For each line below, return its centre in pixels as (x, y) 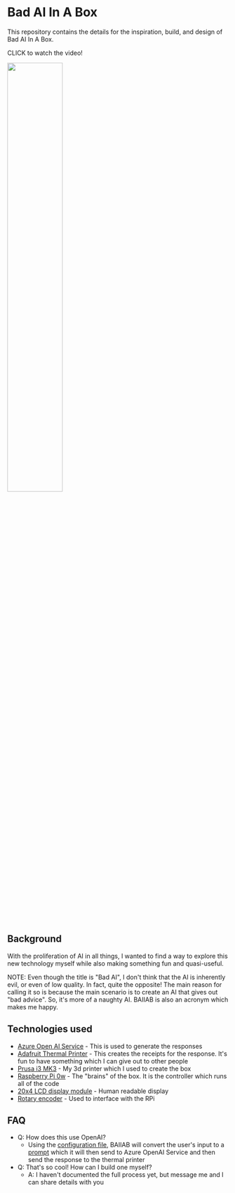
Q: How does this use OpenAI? (62, 1137)
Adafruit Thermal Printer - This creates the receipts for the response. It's (122, 1054)
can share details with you (66, 1182)
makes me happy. (33, 1006)
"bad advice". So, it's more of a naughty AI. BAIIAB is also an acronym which (118, 999)
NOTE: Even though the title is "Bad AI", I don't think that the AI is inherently (116, 977)
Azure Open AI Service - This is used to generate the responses (110, 1046)
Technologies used (50, 1029)
